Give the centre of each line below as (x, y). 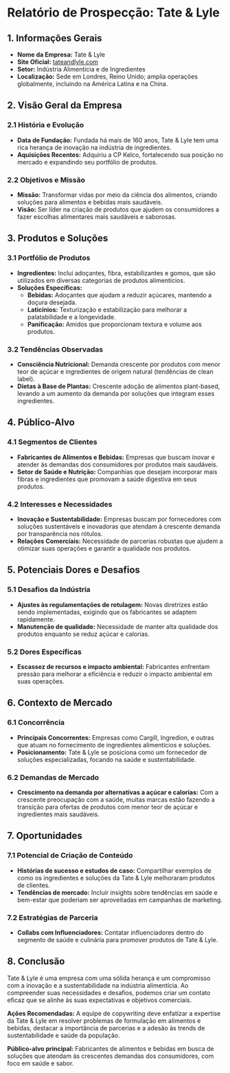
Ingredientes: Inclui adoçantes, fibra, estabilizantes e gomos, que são (116, 273)
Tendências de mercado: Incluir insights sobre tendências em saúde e (117, 892)
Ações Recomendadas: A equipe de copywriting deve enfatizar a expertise (114, 1013)
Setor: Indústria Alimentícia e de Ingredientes (81, 69)
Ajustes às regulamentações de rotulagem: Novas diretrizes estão (112, 604)
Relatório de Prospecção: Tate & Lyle (114, 13)
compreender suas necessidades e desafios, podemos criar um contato (109, 992)
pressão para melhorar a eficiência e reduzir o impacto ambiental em (115, 674)
